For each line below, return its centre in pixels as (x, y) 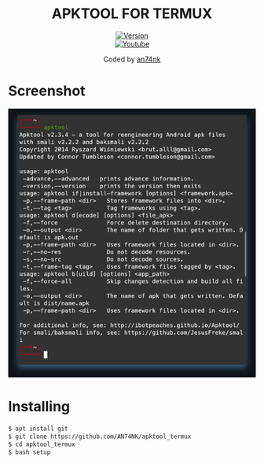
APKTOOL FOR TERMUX (132, 14)
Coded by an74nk (132, 59)
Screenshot (47, 91)
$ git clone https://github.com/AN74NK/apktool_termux (100, 436)
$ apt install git (38, 429)
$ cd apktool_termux (42, 444)
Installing (39, 407)
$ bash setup (29, 452)
